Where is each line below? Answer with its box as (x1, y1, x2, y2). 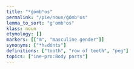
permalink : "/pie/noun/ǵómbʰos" (6, 14, 88, 20)
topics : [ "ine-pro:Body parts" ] (6, 53, 88, 59)
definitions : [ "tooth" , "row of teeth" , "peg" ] (6, 48, 129, 54)
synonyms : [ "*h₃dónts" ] (6, 43, 67, 49)
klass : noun (6, 25, 36, 32)
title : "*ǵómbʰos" (6, 8, 53, 15)
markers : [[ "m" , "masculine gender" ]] (6, 37, 104, 43)
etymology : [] (6, 31, 42, 37)
